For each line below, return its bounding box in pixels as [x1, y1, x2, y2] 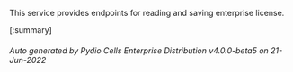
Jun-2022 [9, 54, 47, 65]
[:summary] [9, 25, 52, 35]
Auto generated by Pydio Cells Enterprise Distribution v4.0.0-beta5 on [9, 44, 270, 56]
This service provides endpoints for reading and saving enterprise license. [9, 8, 285, 18]
